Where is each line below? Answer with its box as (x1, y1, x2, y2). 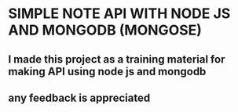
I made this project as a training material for (8, 52, 225, 66)
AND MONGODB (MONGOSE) (8, 21, 203, 39)
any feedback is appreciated (8, 91, 151, 104)
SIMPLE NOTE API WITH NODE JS (8, 5, 231, 23)
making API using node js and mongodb (8, 64, 207, 78)
